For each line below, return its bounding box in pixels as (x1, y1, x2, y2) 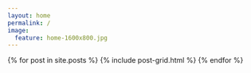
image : (7, 26, 29, 34)
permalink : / (7, 19, 51, 27)
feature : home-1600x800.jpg (14, 33, 108, 42)
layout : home (7, 11, 51, 20)
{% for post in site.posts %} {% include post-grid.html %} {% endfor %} (7, 56, 244, 65)
